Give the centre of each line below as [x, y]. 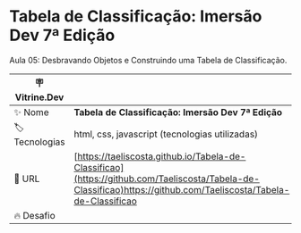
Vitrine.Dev [39, 97]
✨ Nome [31, 112]
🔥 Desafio [34, 215]
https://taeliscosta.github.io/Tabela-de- [162, 156]
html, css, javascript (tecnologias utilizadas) [166, 134]
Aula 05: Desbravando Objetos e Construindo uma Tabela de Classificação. [148, 60]
